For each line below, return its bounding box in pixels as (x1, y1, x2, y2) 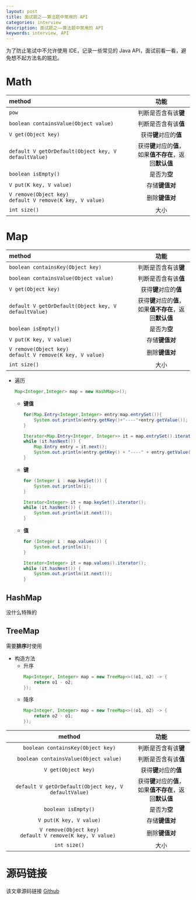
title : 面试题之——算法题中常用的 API (6, 14, 88, 20)
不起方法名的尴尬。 (16, 54, 62, 61)
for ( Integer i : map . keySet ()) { (23, 478, 107, 483)
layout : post (6, 8, 38, 15)
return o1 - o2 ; (34, 679, 73, 685)
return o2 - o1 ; (34, 713, 73, 719)
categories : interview (6, 19, 61, 25)
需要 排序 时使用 (6, 642, 42, 650)
